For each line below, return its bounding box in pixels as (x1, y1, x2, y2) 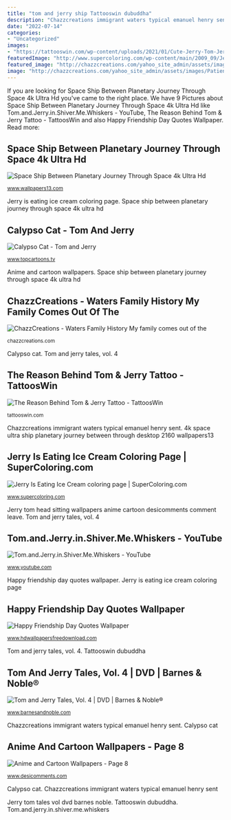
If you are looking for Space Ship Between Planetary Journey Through (7, 87, 206, 95)
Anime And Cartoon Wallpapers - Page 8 (7, 741, 184, 753)
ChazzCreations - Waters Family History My (7, 295, 200, 307)
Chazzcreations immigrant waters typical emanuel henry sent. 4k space (7, 423, 211, 432)
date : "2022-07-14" (7, 23, 63, 30)
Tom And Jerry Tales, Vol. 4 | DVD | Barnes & (7, 667, 202, 678)
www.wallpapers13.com (7, 185, 64, 192)
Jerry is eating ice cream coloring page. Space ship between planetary (7, 197, 208, 206)
